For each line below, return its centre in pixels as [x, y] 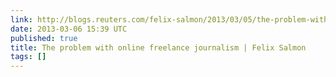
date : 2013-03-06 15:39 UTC [69, 29]
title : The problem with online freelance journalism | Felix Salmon [158, 47]
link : [21, 19]
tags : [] [28, 57]
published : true [44, 38]
